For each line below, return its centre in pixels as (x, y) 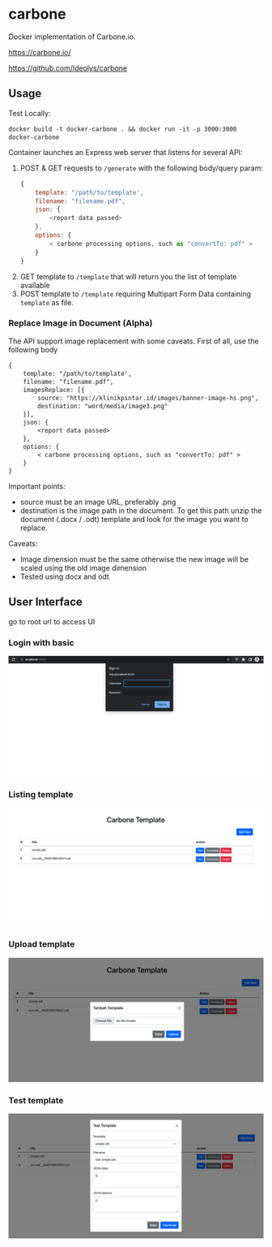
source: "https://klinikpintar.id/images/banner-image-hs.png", (148, 398)
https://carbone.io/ (40, 52)
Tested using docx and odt (64, 576)
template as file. (47, 302)
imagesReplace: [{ (54, 390)
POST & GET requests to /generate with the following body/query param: (142, 168)
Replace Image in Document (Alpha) (81, 323)
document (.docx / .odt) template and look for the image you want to (134, 519)
